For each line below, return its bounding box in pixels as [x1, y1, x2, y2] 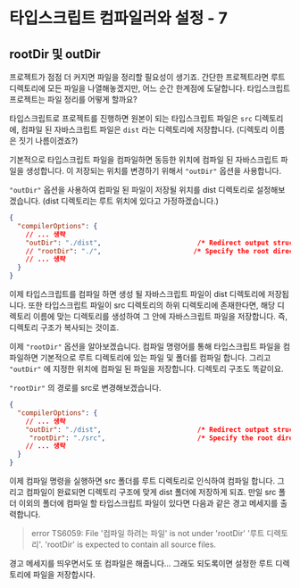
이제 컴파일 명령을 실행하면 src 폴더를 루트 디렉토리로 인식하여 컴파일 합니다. [9, 476, 275, 486]
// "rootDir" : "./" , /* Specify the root [25, 246, 270, 255]
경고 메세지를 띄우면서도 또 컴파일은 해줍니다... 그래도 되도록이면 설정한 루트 [9, 559, 274, 568]
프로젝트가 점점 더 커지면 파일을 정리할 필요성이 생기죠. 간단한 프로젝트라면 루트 [9, 72, 286, 82]
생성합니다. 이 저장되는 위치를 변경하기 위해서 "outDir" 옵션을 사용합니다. [25, 166, 282, 176]
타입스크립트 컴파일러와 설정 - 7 [9, 8, 228, 29]
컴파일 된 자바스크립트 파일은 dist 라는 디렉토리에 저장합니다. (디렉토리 [21, 124, 269, 135]
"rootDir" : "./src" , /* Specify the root [29, 434, 274, 443]
